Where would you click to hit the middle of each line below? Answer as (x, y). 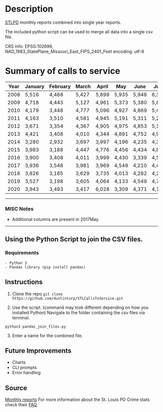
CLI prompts (24, 367)
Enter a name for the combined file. (47, 335)
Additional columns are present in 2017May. (56, 220)
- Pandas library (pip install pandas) (45, 267)
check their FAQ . (21, 405)
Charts (19, 363)
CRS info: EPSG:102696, (29, 46)
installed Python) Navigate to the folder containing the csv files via (78, 312)
